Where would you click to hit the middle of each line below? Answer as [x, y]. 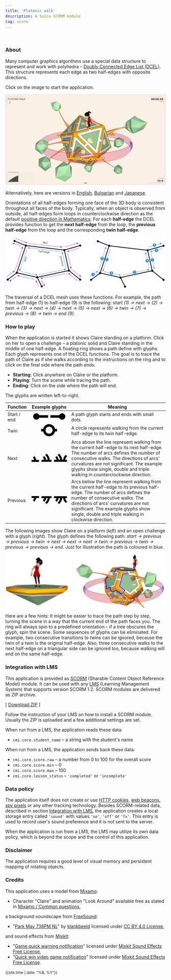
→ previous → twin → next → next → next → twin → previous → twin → [80, 542]
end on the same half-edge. [34, 654]
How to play [20, 327]
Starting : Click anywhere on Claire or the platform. [66, 375]
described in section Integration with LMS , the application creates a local [82, 811]
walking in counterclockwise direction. [111, 474]
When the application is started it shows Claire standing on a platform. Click [85, 338]
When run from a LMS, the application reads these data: [64, 729]
